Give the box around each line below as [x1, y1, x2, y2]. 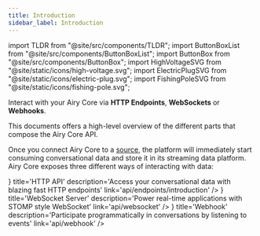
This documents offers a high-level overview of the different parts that [8, 121, 236, 131]
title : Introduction [8, 11, 76, 20]
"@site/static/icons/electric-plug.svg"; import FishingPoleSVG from [8, 74, 226, 83]
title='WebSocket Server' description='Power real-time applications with [8, 194, 243, 203]
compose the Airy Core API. [8, 129, 98, 138]
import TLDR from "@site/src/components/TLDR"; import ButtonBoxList [8, 40, 240, 50]
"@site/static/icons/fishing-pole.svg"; [8, 82, 130, 91]
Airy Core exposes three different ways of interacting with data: [8, 161, 214, 171]
